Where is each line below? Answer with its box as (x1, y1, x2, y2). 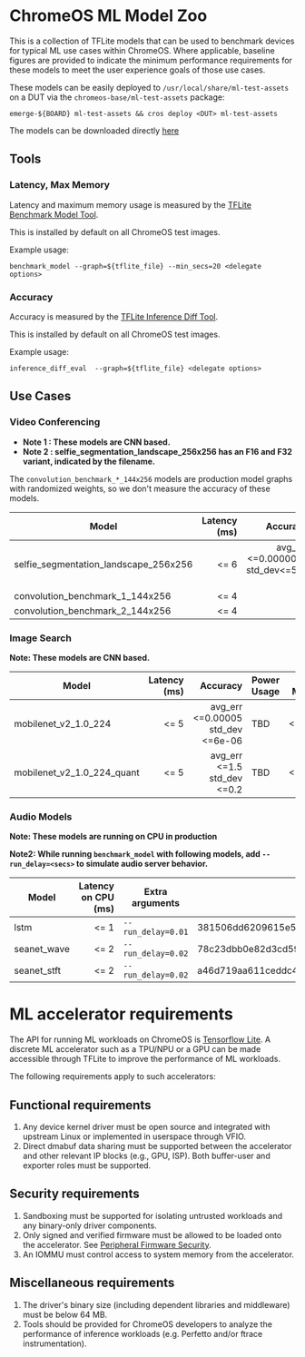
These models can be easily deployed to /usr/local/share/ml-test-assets (9, 82, 289, 93)
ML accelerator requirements (9, 1004, 234, 1025)
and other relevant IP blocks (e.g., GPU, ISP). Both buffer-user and (22, 1150, 271, 1161)
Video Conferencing (9, 416, 101, 428)
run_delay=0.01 (123, 927, 189, 938)
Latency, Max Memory (9, 179, 111, 192)
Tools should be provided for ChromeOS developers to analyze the (22, 1318, 272, 1330)
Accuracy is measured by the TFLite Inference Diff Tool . (9, 310, 219, 322)
